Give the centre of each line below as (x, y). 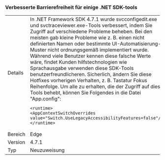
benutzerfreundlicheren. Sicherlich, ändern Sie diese (91, 74)
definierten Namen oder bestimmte (70, 44)
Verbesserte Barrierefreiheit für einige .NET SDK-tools (71, 7)
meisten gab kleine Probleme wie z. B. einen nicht (87, 38)
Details (15, 73)
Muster (38, 50)
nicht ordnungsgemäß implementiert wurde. (98, 50)
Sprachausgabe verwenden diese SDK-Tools (82, 69)
